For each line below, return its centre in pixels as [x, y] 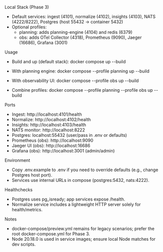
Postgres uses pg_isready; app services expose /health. [68, 199]
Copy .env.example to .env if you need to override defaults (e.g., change [85, 170]
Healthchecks [19, 190]
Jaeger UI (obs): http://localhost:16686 [51, 146]
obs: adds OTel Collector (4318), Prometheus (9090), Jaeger [80, 37]
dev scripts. [24, 244]
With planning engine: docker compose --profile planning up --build [81, 71]
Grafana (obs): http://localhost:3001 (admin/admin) [63, 151]
